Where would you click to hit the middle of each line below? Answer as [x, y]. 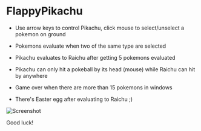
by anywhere [31, 75]
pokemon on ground [40, 34]
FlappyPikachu [44, 11]
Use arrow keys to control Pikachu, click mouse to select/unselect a [100, 28]
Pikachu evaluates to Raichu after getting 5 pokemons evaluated [95, 57]
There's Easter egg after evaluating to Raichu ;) [74, 99]
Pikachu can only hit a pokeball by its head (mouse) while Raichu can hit [105, 69]
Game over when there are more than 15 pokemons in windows [94, 87]
